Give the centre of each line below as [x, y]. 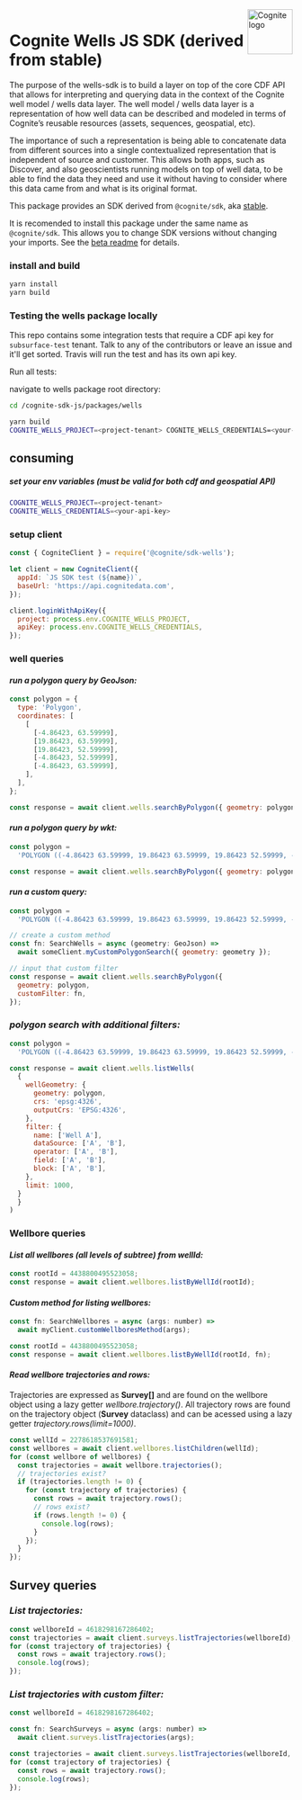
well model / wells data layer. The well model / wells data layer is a [132, 103]
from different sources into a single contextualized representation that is [143, 150]
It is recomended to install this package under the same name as [129, 223]
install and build [45, 265]
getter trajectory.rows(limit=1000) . [73, 1424]
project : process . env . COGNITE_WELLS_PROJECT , [104, 619]
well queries [37, 658]
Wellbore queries [48, 1233]
